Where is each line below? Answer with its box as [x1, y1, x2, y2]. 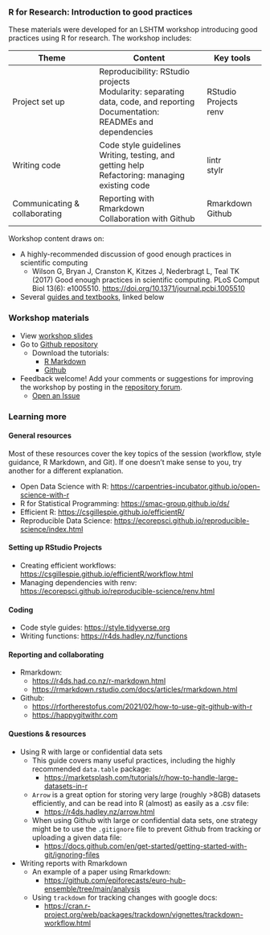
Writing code [12, 160, 61, 171]
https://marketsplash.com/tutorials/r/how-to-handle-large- [43, 772, 239, 782]
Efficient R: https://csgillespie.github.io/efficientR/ [19, 507, 185, 517]
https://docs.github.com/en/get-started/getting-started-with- [43, 841, 247, 850]
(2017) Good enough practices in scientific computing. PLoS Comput [31, 275, 260, 285]
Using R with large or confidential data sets [19, 746, 163, 756]
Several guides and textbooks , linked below [19, 293, 165, 302]
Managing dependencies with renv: [19, 577, 137, 587]
